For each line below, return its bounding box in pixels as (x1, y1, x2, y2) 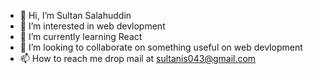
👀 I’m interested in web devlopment (19, 20, 166, 32)
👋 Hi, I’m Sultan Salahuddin (19, 10, 132, 21)
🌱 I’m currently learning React (19, 31, 143, 42)
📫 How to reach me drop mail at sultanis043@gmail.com (19, 53, 257, 64)
